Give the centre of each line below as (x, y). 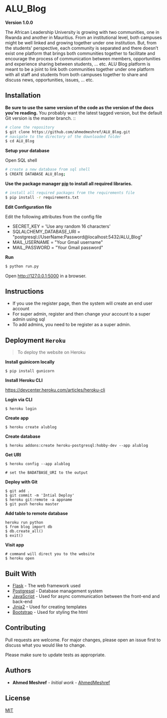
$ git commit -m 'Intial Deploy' (40, 496)
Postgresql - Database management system (58, 591)
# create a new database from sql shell (48, 170)
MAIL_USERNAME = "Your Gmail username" (58, 242)
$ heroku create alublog (31, 427)
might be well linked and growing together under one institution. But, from (81, 42)
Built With (21, 574)
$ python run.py (22, 266)
